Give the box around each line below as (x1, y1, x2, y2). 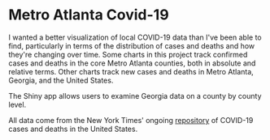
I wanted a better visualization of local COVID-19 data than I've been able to (8, 32, 262, 42)
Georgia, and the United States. (8, 75, 114, 85)
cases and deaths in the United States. (8, 124, 138, 134)
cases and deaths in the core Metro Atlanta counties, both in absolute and (8, 58, 256, 68)
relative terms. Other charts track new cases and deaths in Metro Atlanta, (8, 66, 254, 76)
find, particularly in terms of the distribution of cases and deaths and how (8, 40, 255, 50)
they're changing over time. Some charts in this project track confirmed (8, 49, 248, 59)
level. (8, 100, 27, 109)
